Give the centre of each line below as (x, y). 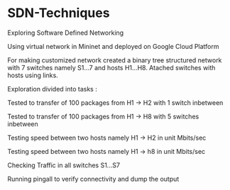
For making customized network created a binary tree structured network (115, 60)
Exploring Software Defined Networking (66, 33)
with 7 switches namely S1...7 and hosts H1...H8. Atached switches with (111, 67)
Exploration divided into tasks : (52, 89)
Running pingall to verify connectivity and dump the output (93, 179)
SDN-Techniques (59, 13)
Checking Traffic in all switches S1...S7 (64, 165)
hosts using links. (33, 75)
